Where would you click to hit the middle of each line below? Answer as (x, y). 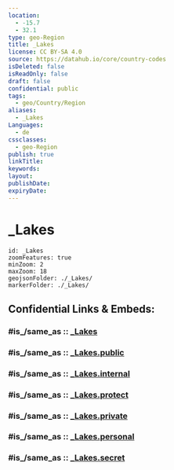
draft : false (29, 81)
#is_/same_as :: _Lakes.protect (69, 395)
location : (24, 15)
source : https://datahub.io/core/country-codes (87, 60)
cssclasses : (27, 140)
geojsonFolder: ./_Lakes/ (50, 278)
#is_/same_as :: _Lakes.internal (69, 373)
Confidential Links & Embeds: (82, 308)
